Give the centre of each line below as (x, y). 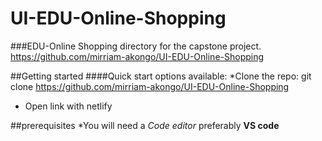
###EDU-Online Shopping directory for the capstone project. (136, 46)
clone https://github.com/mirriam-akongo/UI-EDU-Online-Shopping (150, 86)
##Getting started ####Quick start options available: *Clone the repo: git (161, 76)
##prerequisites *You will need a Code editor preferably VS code (145, 125)
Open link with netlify (68, 106)
